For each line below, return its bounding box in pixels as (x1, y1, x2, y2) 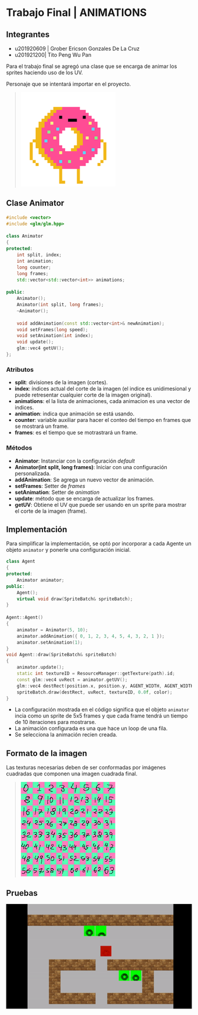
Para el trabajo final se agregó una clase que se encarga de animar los (6, 63, 177, 70)
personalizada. (14, 470, 51, 477)
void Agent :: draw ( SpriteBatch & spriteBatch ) (6, 652, 117, 658)
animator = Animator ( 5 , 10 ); (16, 627, 88, 633)
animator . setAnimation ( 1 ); (16, 639, 83, 646)
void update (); (16, 339, 54, 345)
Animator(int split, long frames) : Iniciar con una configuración (14, 463, 167, 470)
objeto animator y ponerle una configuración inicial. (6, 546, 131, 554)
